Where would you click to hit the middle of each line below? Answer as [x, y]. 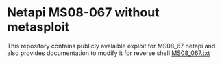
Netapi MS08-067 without [83, 13]
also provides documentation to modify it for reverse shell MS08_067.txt [109, 53]
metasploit [38, 27]
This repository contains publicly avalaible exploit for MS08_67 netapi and [111, 46]
